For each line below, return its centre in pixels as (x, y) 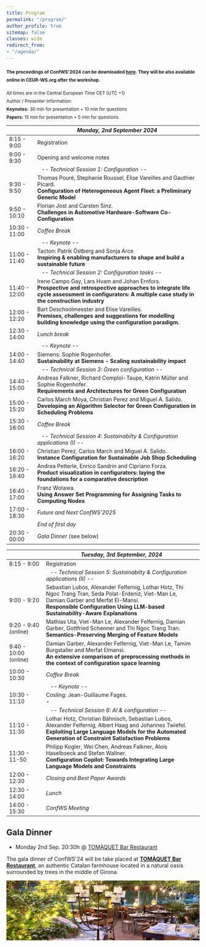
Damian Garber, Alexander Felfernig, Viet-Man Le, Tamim (118, 643)
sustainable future (61, 264)
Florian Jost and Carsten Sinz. (75, 206)
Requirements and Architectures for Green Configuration (112, 391)
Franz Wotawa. (56, 488)
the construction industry (71, 301)
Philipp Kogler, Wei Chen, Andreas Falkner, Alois (106, 747)
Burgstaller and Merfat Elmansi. (85, 650)
